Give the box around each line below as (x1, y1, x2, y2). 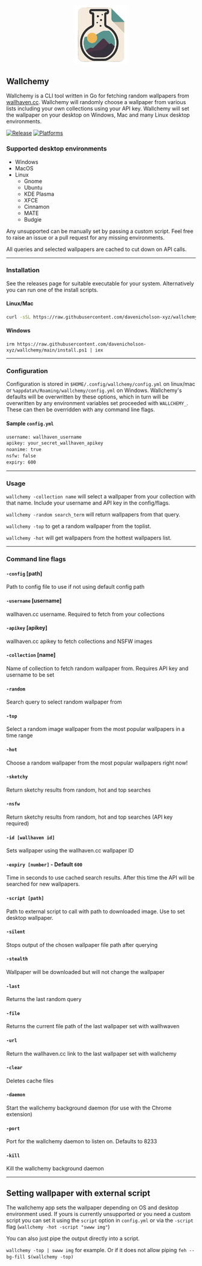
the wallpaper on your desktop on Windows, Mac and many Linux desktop (6, 111, 191, 119)
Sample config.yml (6, 420, 54, 427)
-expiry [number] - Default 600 (6, 860, 83, 868)
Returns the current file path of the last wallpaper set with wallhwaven (6, 1023, 180, 1030)
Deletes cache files (6, 1077, 54, 1084)
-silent (6, 929, 26, 935)
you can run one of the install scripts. (6, 286, 99, 293)
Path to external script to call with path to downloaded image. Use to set (6, 908, 185, 915)
